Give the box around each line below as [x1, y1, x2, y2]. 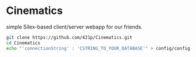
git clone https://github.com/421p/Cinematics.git [6, 34, 133, 40]
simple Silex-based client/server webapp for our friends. [6, 23, 143, 30]
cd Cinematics [6, 40, 41, 46]
